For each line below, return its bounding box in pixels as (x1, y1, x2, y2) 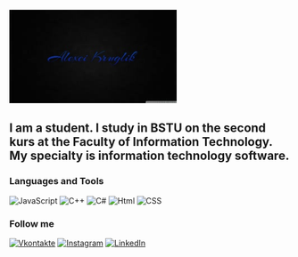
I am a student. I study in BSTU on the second (9, 121, 266, 136)
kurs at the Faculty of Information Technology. (9, 134, 273, 149)
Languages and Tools (9, 175, 104, 188)
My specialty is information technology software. (9, 149, 290, 164)
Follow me (9, 217, 55, 229)
